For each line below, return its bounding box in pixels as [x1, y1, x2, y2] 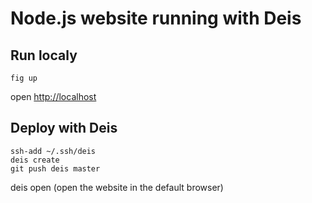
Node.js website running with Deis [10, 7, 302, 30]
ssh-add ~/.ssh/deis [10, 146, 97, 156]
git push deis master [10, 163, 101, 174]
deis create [10, 155, 60, 165]
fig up [10, 73, 38, 83]
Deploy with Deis [10, 120, 118, 137]
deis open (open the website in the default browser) [10, 181, 224, 193]
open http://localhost [10, 91, 97, 102]
